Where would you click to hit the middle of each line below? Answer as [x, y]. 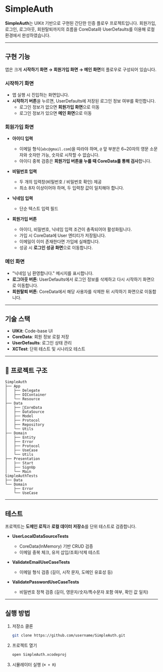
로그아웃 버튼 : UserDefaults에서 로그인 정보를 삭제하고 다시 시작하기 [77, 279]
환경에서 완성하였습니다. [28, 35]
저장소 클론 [23, 626]
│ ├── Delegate [23, 391]
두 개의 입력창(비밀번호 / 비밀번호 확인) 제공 [60, 182]
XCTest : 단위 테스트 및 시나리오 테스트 [49, 349]
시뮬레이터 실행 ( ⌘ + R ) [34, 664]
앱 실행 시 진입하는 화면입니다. [41, 95]
